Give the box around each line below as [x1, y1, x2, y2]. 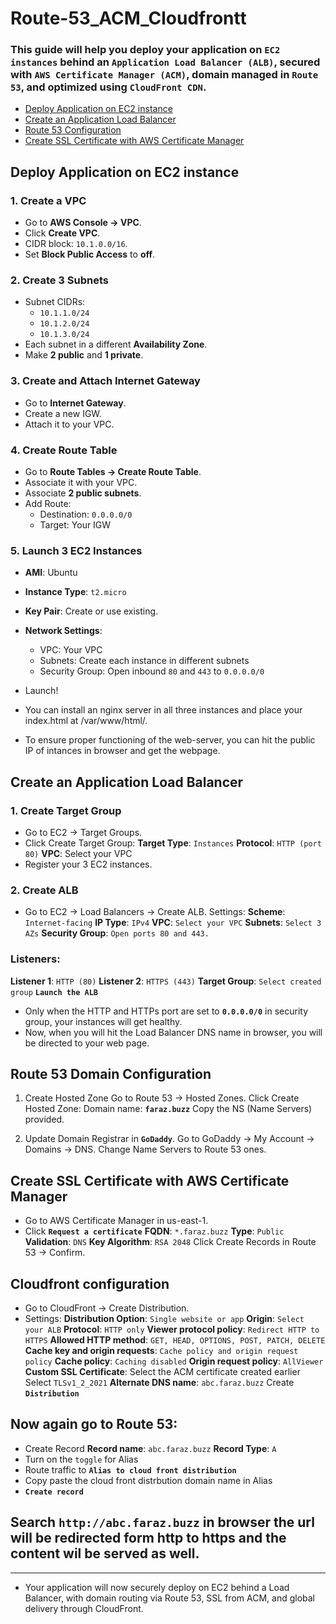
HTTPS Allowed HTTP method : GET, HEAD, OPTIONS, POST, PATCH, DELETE [24, 1334, 326, 1346]
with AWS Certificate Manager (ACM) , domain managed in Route [10, 68, 319, 82]
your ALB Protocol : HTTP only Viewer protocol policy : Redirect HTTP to [24, 1323, 320, 1336]
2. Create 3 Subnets [10, 273, 109, 287]
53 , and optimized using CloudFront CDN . [10, 80, 207, 94]
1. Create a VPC [10, 193, 87, 207]
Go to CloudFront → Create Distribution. [24, 1302, 190, 1314]
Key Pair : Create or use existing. [24, 605, 159, 617]
